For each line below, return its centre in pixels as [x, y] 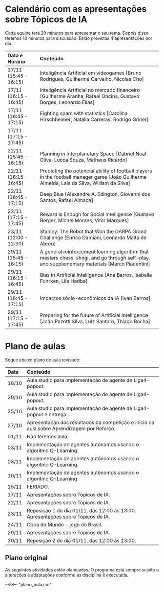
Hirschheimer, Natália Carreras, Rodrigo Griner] [94, 119]
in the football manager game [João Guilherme [93, 177]
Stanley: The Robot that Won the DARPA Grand [93, 231]
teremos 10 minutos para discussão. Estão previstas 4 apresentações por [79, 38]
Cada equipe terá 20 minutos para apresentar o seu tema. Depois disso [77, 33]
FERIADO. [38, 487]
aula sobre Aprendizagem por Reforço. [71, 428]
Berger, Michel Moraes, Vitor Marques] [84, 220]
